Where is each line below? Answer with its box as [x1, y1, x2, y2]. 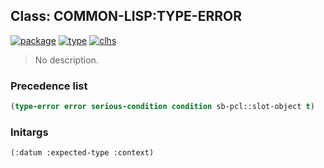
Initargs [10, 125, 49, 139]
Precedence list [10, 79, 88, 93]
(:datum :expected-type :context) [10, 148, 155, 158]
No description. [34, 54, 99, 66]
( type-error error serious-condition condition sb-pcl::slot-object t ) [10, 102, 315, 112]
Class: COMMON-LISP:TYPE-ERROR [10, 8, 242, 25]
